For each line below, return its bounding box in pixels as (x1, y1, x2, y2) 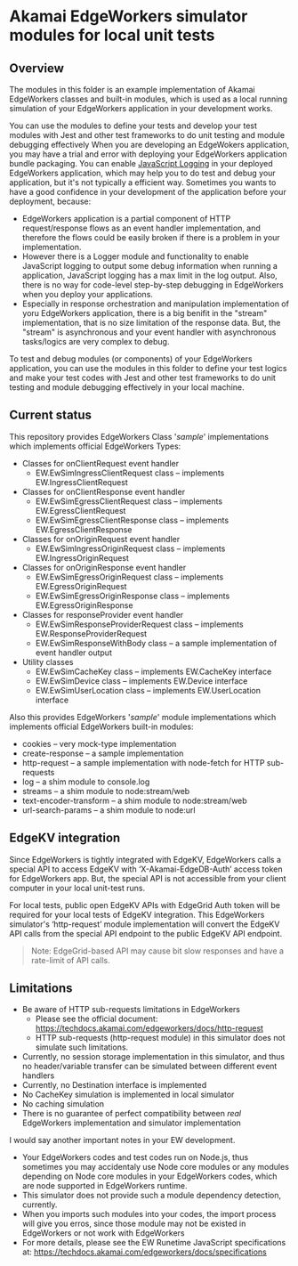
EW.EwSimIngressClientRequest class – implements (35, 467, 225, 478)
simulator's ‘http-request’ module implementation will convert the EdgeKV (9, 919, 280, 929)
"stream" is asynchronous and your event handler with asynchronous (21, 327, 277, 337)
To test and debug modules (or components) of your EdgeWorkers (9, 353, 253, 364)
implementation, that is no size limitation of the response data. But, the (21, 318, 281, 328)
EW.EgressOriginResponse (35, 599, 133, 611)
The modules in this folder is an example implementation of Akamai (9, 85, 255, 94)
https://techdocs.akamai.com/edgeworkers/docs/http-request (35, 1023, 264, 1034)
